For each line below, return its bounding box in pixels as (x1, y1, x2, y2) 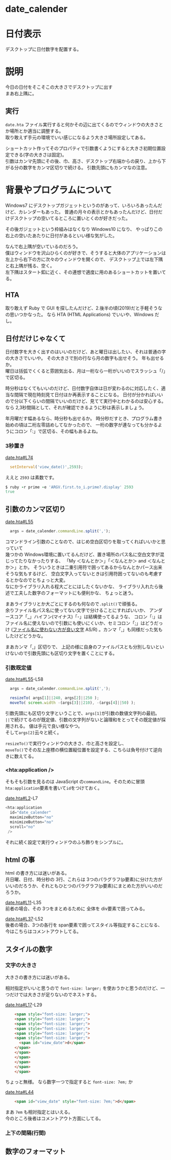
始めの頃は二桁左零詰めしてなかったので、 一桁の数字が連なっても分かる (5, 422, 158, 428)
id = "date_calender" (10, 810, 52, 815)
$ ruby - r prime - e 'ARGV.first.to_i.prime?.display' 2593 (5, 485, 134, 490)
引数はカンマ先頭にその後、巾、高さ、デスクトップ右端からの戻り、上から (5, 158, 162, 164)
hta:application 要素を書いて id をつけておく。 (5, 785, 102, 791)
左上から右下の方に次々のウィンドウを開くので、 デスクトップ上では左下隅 (5, 256, 163, 262)
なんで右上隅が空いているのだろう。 (5, 243, 81, 249)
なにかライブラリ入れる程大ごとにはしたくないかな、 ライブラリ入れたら (5, 584, 159, 590)
